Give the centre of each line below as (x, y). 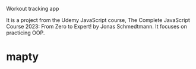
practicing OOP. (26, 33)
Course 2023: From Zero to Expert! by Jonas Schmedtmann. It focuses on (97, 26)
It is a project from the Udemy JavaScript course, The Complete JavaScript (98, 20)
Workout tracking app (33, 9)
